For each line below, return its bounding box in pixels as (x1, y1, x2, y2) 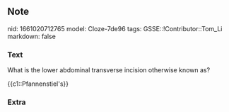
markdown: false (7, 32, 57, 40)
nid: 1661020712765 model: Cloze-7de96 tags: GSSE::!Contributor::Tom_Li (7, 24, 223, 33)
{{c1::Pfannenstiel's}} (7, 79, 69, 88)
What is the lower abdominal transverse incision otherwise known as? (7, 66, 211, 74)
